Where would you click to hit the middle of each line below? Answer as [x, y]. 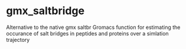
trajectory [18, 40]
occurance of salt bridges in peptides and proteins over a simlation [88, 33]
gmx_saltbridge [45, 11]
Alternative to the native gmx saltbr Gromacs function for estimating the [93, 27]
